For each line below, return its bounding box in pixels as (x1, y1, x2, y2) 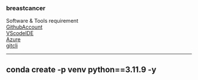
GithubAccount (6, 23, 43, 30)
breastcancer (6, 4, 46, 12)
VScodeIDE (6, 30, 34, 37)
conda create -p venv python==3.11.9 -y (6, 64, 157, 74)
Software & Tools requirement (6, 18, 78, 25)
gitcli (6, 42, 18, 49)
